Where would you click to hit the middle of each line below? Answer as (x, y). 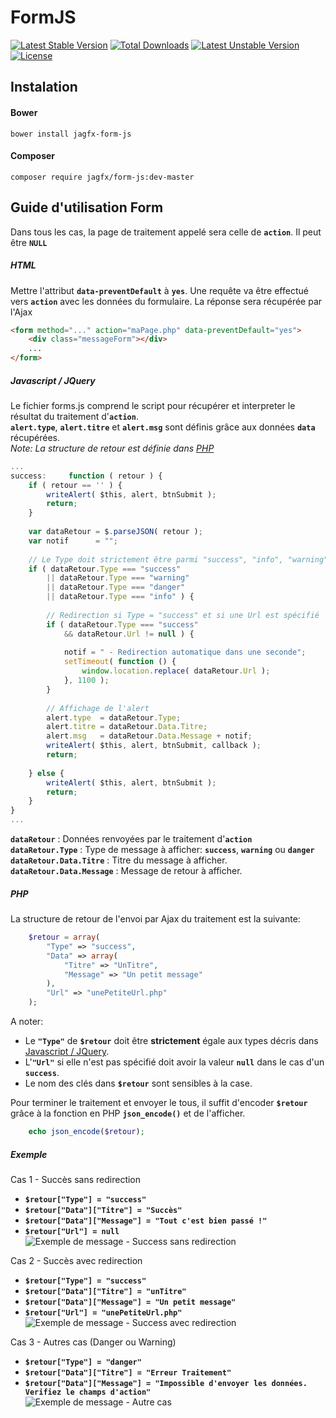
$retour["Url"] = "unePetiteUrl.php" (103, 1312)
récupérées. (35, 437)
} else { (46, 773)
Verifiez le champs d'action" (88, 1392)
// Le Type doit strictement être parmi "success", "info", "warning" (178, 559)
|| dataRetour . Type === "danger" (116, 587)
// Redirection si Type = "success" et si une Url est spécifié (183, 615)
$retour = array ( (64, 937)
